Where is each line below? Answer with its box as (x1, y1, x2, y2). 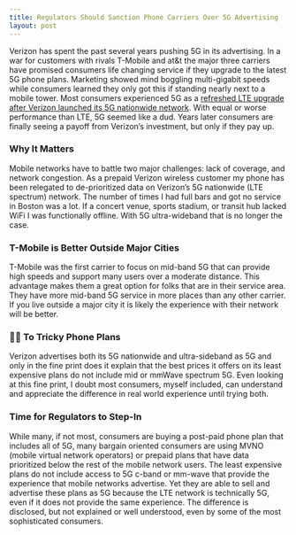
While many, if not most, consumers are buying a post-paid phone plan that (9, 430, 285, 441)
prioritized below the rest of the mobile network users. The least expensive (9, 459, 283, 469)
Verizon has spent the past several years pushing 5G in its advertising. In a (9, 45, 281, 56)
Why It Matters (9, 143, 75, 155)
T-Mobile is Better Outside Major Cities (9, 241, 179, 253)
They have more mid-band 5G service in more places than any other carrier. (9, 290, 286, 301)
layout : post (9, 21, 57, 30)
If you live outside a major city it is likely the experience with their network (9, 299, 279, 310)
